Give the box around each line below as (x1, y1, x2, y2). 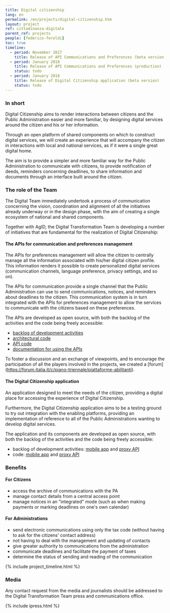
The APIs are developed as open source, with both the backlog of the (5, 315, 150, 321)
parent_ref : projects (5, 31, 51, 36)
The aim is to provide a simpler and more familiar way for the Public (5, 158, 146, 164)
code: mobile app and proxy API (12, 451, 80, 457)
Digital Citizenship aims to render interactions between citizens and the (5, 111, 154, 117)
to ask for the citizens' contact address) (12, 532, 96, 538)
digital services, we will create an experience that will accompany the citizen (5, 137, 165, 143)
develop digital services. (5, 421, 57, 427)
